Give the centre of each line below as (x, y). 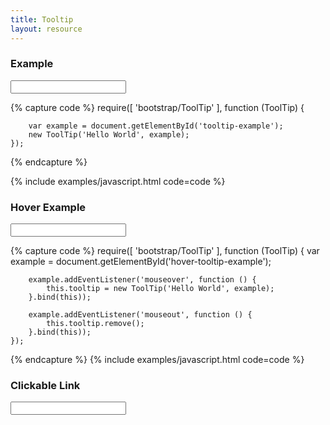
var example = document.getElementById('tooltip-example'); (156, 126)
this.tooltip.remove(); (95, 324)
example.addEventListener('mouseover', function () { (142, 280)
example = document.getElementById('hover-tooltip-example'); (141, 262)
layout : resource (46, 29)
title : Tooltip (42, 19)
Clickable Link (45, 386)
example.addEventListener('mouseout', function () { (140, 315)
